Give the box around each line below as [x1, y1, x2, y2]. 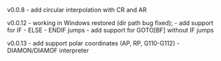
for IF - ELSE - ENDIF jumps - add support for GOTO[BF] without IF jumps [7, 26, 214, 34]
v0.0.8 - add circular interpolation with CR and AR [7, 6, 147, 14]
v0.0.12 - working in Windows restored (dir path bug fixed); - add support [7, 19, 213, 26]
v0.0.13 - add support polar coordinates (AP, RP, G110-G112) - [7, 39, 180, 47]
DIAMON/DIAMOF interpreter [7, 47, 89, 54]
